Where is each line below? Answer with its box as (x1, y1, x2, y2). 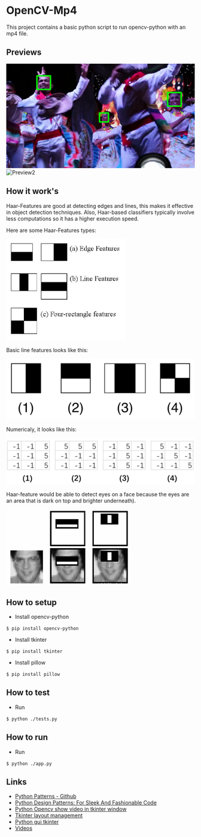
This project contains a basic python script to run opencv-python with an (6, 23, 186, 31)
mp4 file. (6, 29, 28, 37)
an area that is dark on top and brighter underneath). (6, 497, 136, 505)
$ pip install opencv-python (6, 625, 79, 632)
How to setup (6, 597, 57, 607)
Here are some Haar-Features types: (6, 227, 97, 234)
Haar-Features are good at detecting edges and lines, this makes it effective (6, 202, 193, 209)
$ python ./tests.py (6, 716, 58, 722)
